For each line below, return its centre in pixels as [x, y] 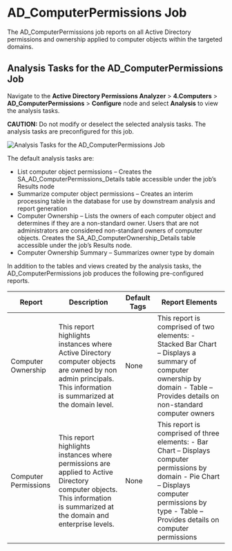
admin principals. [86, 379]
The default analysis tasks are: [51, 158]
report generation [42, 208]
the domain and [84, 515]
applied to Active [86, 472]
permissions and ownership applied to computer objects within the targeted [115, 39]
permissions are [84, 463]
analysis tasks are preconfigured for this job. [71, 131]
